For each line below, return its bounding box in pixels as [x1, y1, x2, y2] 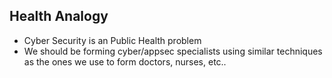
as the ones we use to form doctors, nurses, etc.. [23, 55, 227, 68]
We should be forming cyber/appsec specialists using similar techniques [23, 45, 323, 57]
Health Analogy [9, 8, 109, 25]
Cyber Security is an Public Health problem [23, 34, 202, 46]
